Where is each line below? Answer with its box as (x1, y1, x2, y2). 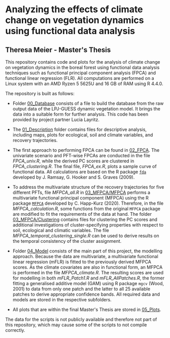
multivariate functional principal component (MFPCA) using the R (12, 195, 149, 201)
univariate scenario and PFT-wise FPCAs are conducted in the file (12, 153, 151, 158)
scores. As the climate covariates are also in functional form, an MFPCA (12, 264, 163, 270)
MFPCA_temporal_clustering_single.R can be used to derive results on (12, 233, 159, 239)
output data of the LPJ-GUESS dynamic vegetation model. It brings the (12, 106, 161, 111)
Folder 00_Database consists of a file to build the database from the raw (12, 100, 164, 106)
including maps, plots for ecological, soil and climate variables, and (12, 132, 153, 138)
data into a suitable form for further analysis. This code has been (12, 111, 149, 117)
